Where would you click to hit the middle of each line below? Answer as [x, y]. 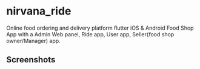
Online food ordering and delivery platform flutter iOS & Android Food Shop [100, 28]
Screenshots [31, 60]
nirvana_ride [39, 11]
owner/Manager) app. [33, 41]
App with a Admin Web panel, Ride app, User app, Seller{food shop [90, 34]
